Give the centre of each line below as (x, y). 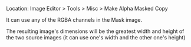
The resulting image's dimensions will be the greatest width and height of (95, 31)
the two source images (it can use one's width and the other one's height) (96, 37)
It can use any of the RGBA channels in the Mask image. (74, 20)
